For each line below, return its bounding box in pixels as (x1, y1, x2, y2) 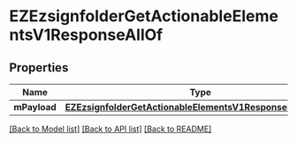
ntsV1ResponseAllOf (9, 25, 164, 45)
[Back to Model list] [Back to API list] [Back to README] (9, 123, 212, 134)
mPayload (13, 101, 57, 113)
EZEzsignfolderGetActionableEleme (9, 6, 278, 26)
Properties (9, 60, 69, 75)
